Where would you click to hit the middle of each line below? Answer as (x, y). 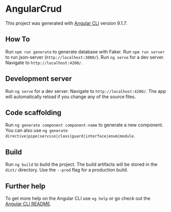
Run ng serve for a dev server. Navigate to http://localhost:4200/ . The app (86, 91)
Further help (26, 186)
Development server (39, 79)
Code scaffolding (33, 113)
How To (18, 39)
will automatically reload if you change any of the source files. (71, 97)
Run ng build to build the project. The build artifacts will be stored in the (81, 164)
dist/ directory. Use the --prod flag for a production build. (67, 170)
